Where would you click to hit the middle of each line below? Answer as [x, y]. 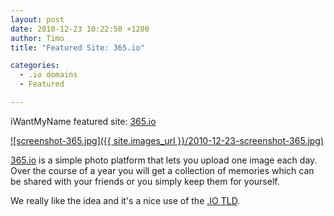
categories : [35, 66]
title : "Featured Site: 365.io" [77, 47]
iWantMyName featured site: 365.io [83, 121]
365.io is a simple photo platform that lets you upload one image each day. [164, 160]
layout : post [37, 19]
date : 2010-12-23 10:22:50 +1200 [80, 29]
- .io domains [48, 75]
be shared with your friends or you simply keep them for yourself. [145, 181]
